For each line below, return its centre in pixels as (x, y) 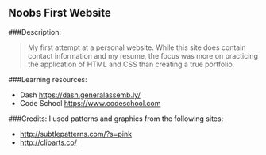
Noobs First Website (60, 13)
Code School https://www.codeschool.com (90, 103)
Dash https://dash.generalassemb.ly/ (80, 95)
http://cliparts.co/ (48, 142)
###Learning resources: (48, 79)
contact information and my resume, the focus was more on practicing (143, 55)
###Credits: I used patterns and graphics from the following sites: (116, 119)
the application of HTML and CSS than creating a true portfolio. (131, 64)
